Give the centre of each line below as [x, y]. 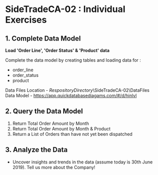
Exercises [26, 20]
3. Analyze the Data [36, 150]
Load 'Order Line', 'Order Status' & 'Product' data [57, 50]
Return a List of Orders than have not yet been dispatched [72, 134]
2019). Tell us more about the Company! [54, 167]
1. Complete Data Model [43, 38]
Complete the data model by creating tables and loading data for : [73, 60]
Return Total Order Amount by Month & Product [61, 128]
